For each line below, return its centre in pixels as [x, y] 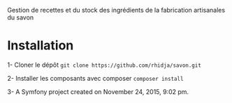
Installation [41, 46]
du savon [21, 17]
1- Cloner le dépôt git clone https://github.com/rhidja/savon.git [104, 65]
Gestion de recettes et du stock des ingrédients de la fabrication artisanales [116, 10]
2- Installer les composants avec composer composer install [95, 78]
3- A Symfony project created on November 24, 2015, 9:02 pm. [98, 92]
